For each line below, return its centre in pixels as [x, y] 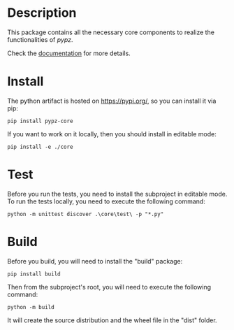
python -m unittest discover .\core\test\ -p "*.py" [86, 214]
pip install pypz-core [40, 121]
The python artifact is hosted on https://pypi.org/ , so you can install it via [112, 101]
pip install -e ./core [40, 147]
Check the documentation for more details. [69, 53]
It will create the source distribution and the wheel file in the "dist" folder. [112, 320]
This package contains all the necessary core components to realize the [111, 32]
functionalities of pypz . [40, 39]
